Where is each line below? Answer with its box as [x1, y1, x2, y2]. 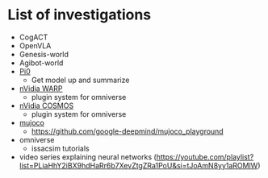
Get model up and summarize [31, 75, 130, 85]
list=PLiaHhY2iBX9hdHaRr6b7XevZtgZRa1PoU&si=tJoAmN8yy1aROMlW [19, 160, 258, 170]
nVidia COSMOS [19, 101, 74, 110]
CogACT [19, 32, 48, 42]
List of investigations [7, 6, 152, 24]
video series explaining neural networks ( [19, 151, 157, 162]
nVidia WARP [19, 83, 63, 93]
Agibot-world [19, 58, 64, 68]
